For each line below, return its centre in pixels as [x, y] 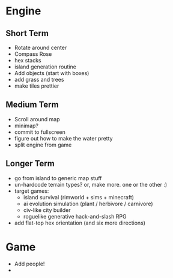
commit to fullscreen [40, 132]
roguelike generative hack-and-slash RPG [75, 216]
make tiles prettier [37, 86]
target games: [32, 191]
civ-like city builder [47, 210]
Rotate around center [41, 47]
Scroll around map [37, 119]
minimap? [26, 125]
